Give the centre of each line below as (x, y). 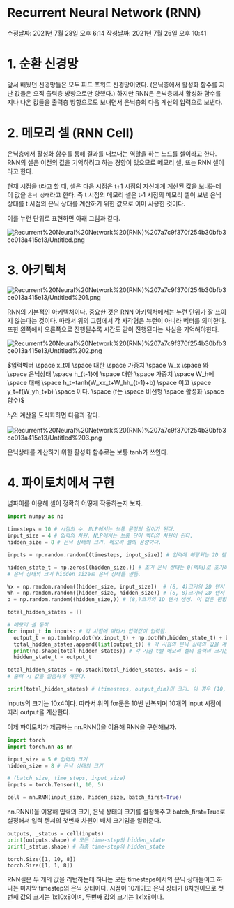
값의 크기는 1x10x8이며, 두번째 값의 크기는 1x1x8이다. (92, 897)
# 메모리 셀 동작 (28, 625)
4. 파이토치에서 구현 (61, 483)
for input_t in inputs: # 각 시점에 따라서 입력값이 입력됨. (87, 631)
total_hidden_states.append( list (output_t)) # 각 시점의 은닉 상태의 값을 (116, 644)
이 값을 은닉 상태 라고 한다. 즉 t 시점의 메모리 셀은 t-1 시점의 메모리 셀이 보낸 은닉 (114, 194)
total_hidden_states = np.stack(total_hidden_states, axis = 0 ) (102, 670)
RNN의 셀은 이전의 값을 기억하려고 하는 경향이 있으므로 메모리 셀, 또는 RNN (109, 162)
